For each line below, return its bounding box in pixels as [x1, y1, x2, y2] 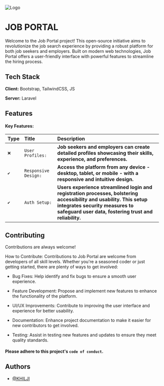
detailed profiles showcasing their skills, [57, 150, 154, 156]
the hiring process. [5, 59, 43, 64]
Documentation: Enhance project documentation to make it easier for [12, 318, 151, 323]
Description [57, 135, 85, 142]
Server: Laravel [5, 95, 37, 101]
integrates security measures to [57, 202, 134, 209]
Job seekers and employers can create [57, 144, 150, 150]
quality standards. [12, 337, 49, 343]
